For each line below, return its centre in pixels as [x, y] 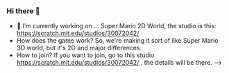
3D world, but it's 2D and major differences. [79, 48]
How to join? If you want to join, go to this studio [85, 55]
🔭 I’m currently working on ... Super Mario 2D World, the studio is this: [116, 26]
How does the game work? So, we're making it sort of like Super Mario [118, 41]
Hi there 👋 [24, 11]
